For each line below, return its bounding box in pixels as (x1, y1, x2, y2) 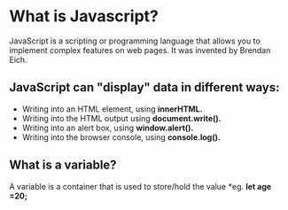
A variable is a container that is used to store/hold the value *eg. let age (9, 181, 272, 191)
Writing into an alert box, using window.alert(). (21, 122, 194, 133)
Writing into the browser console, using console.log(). (21, 131, 222, 143)
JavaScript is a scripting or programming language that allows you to (9, 35, 261, 46)
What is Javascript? (9, 6, 160, 27)
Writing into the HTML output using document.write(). (21, 113, 222, 123)
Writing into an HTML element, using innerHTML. (21, 104, 203, 114)
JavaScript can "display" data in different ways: (9, 80, 280, 95)
